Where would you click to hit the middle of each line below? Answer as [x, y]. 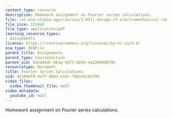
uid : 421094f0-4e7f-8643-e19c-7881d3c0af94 [52, 77]
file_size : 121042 [25, 24]
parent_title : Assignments [34, 53]
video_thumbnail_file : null [40, 86]
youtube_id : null [28, 96]
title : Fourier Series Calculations [44, 72]
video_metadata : [23, 91]
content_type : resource [31, 10]
